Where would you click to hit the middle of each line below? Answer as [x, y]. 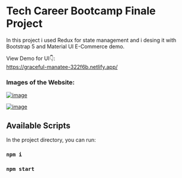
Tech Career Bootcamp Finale [81, 11]
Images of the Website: [41, 82]
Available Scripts [38, 125]
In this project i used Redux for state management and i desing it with [91, 40]
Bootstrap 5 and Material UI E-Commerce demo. [65, 46]
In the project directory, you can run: [51, 140]
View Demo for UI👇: [31, 58]
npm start [20, 169]
